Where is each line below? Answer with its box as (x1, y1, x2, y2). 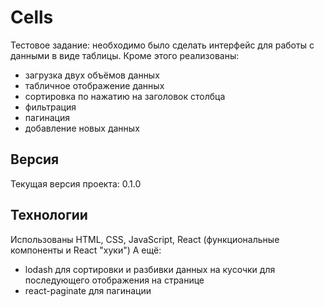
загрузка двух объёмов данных (24, 69, 160, 81)
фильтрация (24, 101, 77, 113)
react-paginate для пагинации (24, 284, 152, 296)
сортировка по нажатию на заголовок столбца (24, 90, 226, 102)
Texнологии (10, 207, 88, 224)
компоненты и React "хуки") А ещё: (10, 244, 162, 256)
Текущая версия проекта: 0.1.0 (10, 177, 142, 190)
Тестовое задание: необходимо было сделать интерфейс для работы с (10, 39, 315, 51)
